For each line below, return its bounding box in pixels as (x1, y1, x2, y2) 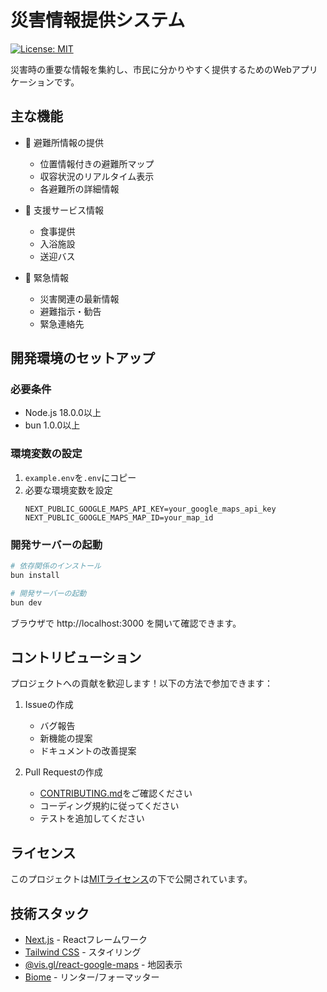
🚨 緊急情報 (24, 271, 69, 283)
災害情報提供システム (10, 9, 186, 32)
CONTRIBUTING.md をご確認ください (39, 787, 193, 800)
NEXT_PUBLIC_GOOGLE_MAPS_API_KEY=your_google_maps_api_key (24, 504, 277, 514)
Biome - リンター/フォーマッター (24, 971, 160, 983)
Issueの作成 (24, 699, 74, 711)
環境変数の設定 (10, 447, 83, 461)
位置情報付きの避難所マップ (39, 157, 155, 170)
